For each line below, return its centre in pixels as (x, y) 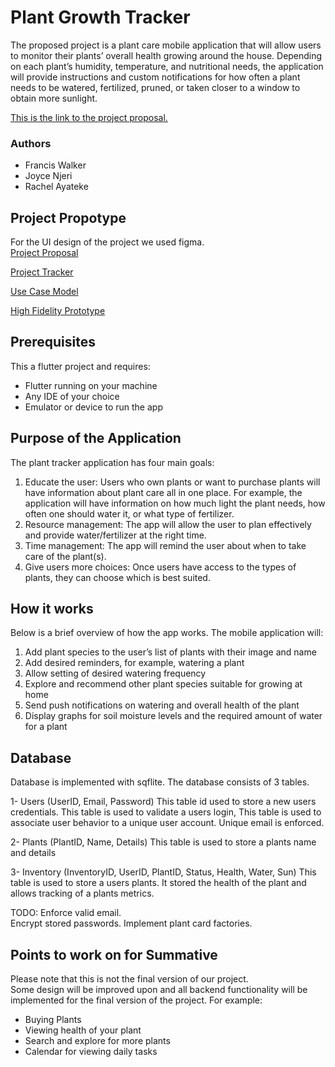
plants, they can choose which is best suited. (117, 577)
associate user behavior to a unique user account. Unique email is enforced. (167, 823)
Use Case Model (44, 292)
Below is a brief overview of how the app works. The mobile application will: (167, 633)
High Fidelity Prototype (58, 311)
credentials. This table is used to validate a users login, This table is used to (166, 812)
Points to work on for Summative (114, 954)
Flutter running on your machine (91, 385)
